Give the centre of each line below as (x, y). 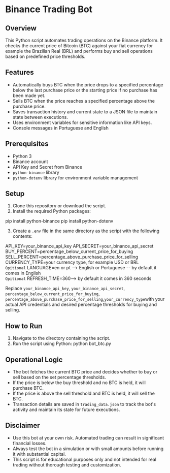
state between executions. (40, 117)
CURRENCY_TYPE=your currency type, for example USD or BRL (72, 262)
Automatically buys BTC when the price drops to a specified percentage (88, 84)
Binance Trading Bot (49, 9)
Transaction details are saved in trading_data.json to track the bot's (84, 404)
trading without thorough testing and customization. (67, 465)
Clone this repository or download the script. (59, 206)
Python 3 (22, 156)
